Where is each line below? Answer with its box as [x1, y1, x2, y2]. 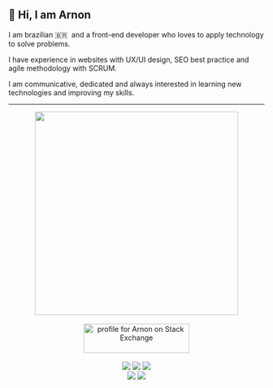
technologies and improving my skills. [8, 87, 135, 98]
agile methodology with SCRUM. [8, 63, 118, 73]
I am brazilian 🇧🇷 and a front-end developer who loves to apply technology [8, 29, 264, 39]
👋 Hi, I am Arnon [8, 8, 92, 22]
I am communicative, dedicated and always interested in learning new [8, 79, 242, 89]
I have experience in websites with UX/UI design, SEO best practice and [8, 54, 249, 64]
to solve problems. [8, 38, 71, 49]
